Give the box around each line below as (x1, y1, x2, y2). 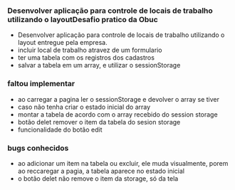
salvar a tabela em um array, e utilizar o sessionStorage (17, 61, 181, 70)
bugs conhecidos (7, 143, 69, 153)
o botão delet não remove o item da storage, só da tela (17, 174, 179, 183)
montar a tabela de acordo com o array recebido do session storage (17, 110, 219, 119)
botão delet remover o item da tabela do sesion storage (17, 117, 181, 126)
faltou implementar (7, 79, 75, 89)
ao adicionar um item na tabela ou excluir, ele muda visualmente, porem (17, 159, 229, 167)
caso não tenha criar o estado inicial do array (17, 102, 151, 111)
